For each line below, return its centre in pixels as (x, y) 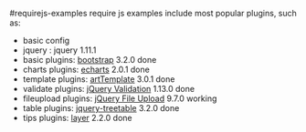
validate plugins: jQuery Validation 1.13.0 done (108, 89)
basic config (46, 41)
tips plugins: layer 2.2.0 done (77, 118)
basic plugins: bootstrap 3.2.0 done (90, 60)
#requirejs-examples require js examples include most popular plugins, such (153, 13)
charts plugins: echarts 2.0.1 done (86, 69)
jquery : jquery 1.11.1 (59, 50)
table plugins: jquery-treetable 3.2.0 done (101, 108)
